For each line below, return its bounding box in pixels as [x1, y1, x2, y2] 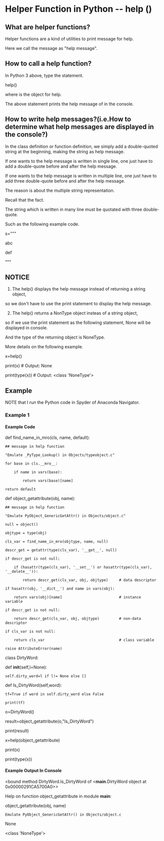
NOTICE [5, 273, 30, 282]
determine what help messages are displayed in [5, 123, 154, 131]
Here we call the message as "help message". [5, 45, 98, 51]
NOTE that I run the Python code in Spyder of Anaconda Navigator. [5, 400, 140, 406]
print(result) [5, 728, 29, 734]
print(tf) [5, 701, 25, 705]
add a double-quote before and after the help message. [5, 163, 117, 169]
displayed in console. [5, 325, 48, 331]
